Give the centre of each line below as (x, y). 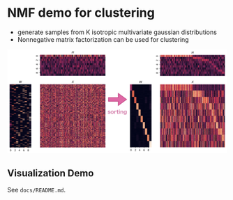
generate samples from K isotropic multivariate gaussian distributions (117, 32)
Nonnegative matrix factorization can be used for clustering (103, 39)
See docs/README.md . (37, 190)
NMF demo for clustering (81, 13)
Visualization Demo (51, 173)
